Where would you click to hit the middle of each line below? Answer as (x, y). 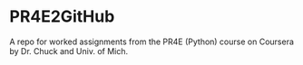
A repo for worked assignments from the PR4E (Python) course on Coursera (152, 42)
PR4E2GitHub (62, 17)
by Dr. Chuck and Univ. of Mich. (69, 51)
